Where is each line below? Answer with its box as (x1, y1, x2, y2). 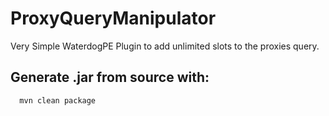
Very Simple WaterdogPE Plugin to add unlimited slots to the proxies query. (10, 40, 320, 52)
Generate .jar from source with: (10, 69, 210, 86)
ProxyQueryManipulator (10, 7, 217, 30)
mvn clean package (19, 95, 97, 106)
